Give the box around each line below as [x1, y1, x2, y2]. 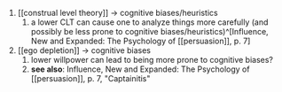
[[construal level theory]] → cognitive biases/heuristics [17, 8, 219, 18]
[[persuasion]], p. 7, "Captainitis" [30, 73, 151, 83]
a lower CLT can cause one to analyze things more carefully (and [30, 17, 269, 27]
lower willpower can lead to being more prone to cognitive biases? [30, 55, 273, 65]
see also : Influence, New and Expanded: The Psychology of [30, 64, 250, 74]
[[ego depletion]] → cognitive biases [17, 45, 151, 56]
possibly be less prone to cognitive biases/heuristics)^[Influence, [30, 27, 269, 36]
